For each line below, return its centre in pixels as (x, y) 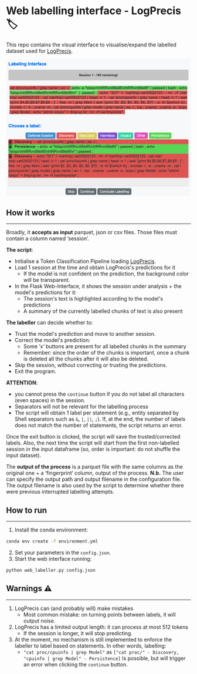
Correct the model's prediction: (52, 340)
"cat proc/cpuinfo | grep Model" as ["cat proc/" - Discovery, (101, 652)
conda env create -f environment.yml (52, 541)
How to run (27, 510)
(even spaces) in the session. (50, 400)
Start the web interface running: (53, 559)
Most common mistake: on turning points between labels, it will (99, 614)
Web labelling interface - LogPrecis (94, 11)
